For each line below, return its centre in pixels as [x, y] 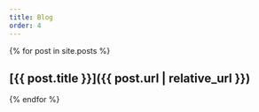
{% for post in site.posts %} [60, 50]
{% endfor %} [35, 100]
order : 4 [25, 26]
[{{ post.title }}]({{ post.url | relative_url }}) [130, 78]
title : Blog [31, 17]
